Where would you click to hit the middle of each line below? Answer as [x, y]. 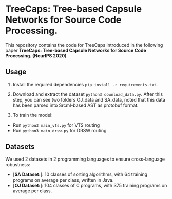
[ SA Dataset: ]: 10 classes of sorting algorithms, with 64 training [80, 174]
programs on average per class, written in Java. [63, 180]
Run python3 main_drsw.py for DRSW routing [60, 130]
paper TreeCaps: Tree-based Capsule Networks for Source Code [76, 50]
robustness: [18, 164]
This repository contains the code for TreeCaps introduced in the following [84, 45]
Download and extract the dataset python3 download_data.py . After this [88, 94]
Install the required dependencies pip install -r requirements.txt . [85, 84]
